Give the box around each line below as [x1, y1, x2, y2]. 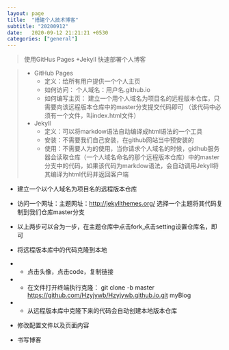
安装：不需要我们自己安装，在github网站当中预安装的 [44, 136, 195, 144]
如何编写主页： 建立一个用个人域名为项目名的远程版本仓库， [44, 94, 214, 103]
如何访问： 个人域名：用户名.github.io [44, 86, 150, 94]
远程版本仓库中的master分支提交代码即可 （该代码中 [68, 103, 215, 111]
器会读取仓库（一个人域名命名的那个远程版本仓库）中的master [44, 153, 220, 161]
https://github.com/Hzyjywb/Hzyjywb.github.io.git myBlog [27, 291, 191, 299]
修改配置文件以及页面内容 [16, 321, 90, 329]
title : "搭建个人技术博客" [7, 16, 79, 23]
